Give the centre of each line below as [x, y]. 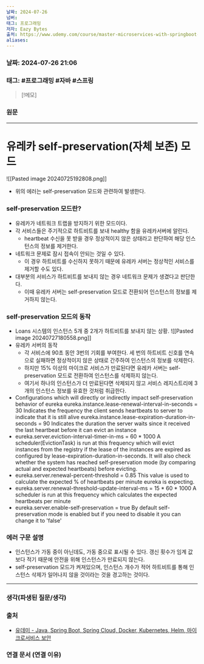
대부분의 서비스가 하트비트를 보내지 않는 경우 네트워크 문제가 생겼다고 [97, 276]
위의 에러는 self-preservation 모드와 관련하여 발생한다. [80, 191]
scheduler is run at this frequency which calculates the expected [96, 495]
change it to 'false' [38, 521]
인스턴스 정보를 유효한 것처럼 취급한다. [81, 391]
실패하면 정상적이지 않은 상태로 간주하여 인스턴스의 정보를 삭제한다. [115, 361]
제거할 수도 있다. [44, 269]
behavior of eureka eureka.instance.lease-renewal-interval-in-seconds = [107, 404]
